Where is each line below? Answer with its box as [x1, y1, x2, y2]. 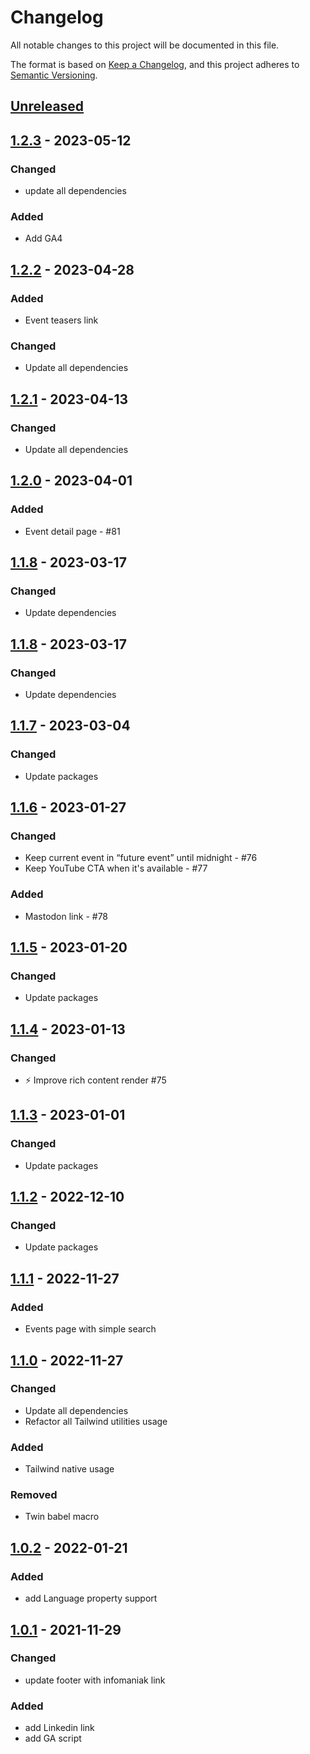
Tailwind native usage [24, 1463, 115, 1475]
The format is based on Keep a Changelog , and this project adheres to [10, 58, 300, 70]
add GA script [24, 1732, 82, 1745]
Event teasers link [24, 314, 99, 326]
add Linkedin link [24, 1722, 95, 1734]
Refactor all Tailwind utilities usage [24, 1415, 168, 1427]
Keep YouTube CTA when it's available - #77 [24, 862, 208, 875]
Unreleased [10, 98, 85, 115]
